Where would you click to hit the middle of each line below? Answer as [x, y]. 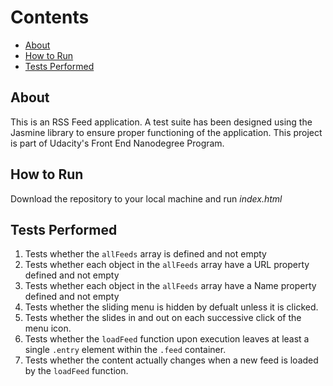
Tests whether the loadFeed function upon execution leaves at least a [167, 339]
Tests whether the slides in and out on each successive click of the [163, 318]
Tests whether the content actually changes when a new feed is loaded [171, 360]
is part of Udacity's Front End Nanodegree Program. [117, 143]
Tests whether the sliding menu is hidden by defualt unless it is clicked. [171, 307]
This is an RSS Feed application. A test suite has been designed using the [161, 122]
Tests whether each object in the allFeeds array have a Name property [170, 286]
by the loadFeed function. [76, 371]
